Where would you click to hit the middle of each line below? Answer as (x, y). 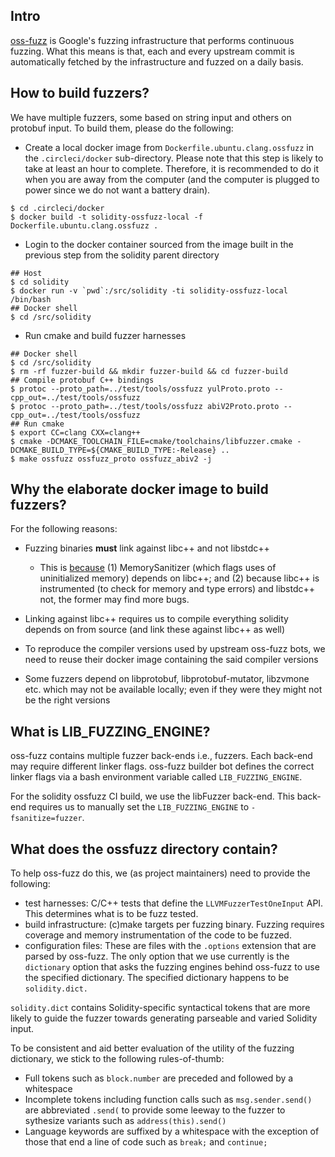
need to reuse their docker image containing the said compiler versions (171, 660)
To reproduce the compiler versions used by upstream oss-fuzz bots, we (175, 649)
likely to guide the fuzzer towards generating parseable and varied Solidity (164, 1018)
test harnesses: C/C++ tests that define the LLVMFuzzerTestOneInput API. (174, 903)
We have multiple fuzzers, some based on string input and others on (151, 117)
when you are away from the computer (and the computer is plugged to (172, 179)
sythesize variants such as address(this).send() (125, 1121)
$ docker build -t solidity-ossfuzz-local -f (106, 217)
